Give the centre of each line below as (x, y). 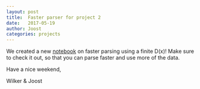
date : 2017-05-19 (31, 23)
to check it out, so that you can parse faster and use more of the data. (93, 58)
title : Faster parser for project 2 (54, 17)
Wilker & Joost (24, 81)
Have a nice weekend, (34, 69)
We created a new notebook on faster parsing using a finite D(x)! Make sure (100, 51)
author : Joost (24, 29)
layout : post (23, 12)
